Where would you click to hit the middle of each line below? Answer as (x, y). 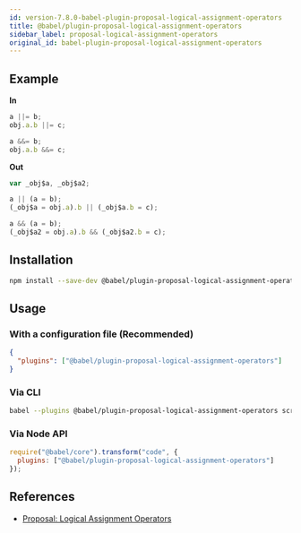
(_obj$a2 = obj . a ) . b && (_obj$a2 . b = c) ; (88, 232)
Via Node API (39, 434)
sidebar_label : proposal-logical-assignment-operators (114, 34)
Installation (41, 260)
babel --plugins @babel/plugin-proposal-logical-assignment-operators (144, 411)
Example (34, 78)
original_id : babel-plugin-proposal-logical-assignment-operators (136, 43)
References (42, 497)
